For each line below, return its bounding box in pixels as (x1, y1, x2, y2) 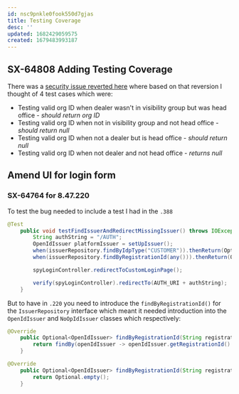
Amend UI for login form (7, 169, 116, 181)
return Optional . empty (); (33, 373, 110, 380)
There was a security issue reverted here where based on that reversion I (7, 82, 223, 90)
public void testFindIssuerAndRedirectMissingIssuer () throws (20, 227, 208, 235)
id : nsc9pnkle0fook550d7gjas (7, 10, 94, 18)
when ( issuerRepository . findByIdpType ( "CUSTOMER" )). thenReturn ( (33, 247, 224, 255)
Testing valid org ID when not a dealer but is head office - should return (17, 133, 228, 142)
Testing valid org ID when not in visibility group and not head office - (17, 118, 219, 127)
